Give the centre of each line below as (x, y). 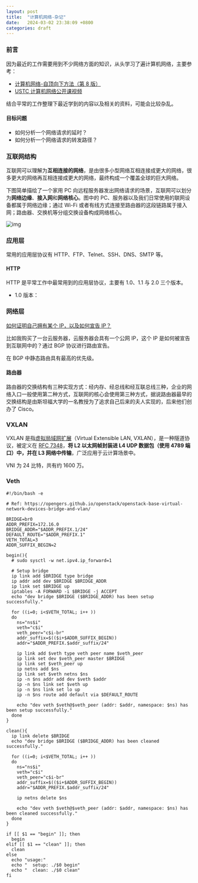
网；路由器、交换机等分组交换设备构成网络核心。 (65, 212)
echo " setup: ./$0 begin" (46, 865)
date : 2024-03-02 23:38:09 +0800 (50, 22)
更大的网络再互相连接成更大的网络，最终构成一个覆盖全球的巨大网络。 (96, 178)
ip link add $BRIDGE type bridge (52, 576)
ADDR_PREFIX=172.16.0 (33, 524)
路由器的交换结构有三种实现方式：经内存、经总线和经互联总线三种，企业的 (96, 387)
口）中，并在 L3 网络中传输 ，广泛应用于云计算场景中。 (72, 453)
